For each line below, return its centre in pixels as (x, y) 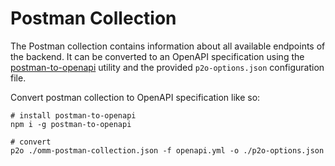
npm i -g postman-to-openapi (71, 124)
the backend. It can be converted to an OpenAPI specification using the (157, 56)
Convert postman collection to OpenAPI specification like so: (135, 97)
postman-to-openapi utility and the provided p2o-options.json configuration (167, 67)
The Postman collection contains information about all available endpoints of (168, 46)
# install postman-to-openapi (73, 115)
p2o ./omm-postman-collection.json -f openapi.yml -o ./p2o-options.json (167, 150)
